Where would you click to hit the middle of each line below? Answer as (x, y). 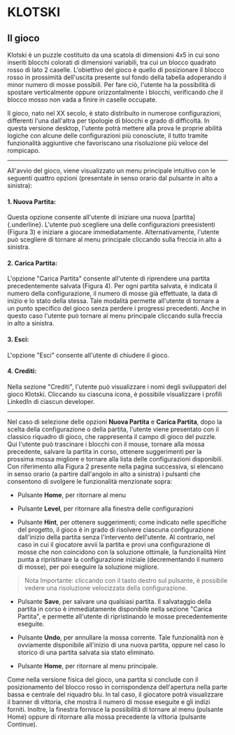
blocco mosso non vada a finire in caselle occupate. (82, 100)
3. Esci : (18, 339)
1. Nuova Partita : (31, 201)
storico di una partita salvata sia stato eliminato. (86, 652)
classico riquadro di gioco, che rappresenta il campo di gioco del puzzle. (112, 436)
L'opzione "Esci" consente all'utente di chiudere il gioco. (88, 355)
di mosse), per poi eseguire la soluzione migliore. (88, 567)
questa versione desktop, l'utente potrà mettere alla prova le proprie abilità (115, 128)
